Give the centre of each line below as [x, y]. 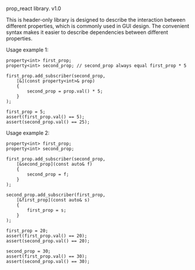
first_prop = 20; [27, 231]
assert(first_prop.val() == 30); [47, 257]
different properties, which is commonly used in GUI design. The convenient [98, 26]
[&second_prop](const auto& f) [55, 164]
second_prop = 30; [28, 251]
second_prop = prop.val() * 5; [65, 91]
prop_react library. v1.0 [34, 8]
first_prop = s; [47, 210]
